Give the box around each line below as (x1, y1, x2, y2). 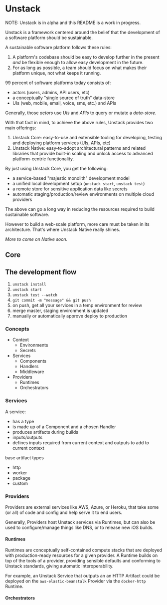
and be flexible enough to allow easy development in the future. (12, 59, 144, 65)
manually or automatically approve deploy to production (12, 313, 128, 319)
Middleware (19, 369, 44, 375)
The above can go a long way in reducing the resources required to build (5, 206, 155, 212)
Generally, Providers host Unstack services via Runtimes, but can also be (5, 519, 156, 525)
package (12, 475, 31, 481)
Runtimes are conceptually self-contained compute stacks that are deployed (5, 547, 163, 553)
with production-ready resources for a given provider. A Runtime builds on (5, 552, 158, 558)
